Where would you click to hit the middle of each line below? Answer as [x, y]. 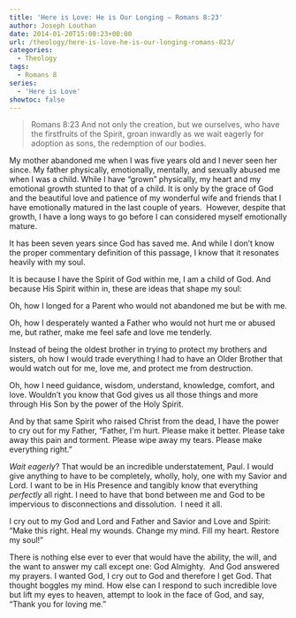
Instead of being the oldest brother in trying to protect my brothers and [138, 349]
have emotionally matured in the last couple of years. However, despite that [148, 208]
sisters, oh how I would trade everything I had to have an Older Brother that [146, 359]
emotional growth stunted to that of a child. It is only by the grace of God [141, 189]
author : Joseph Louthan [53, 26]
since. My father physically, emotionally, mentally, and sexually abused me [145, 170]
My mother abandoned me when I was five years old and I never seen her [143, 161]
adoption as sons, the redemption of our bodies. [118, 143]
